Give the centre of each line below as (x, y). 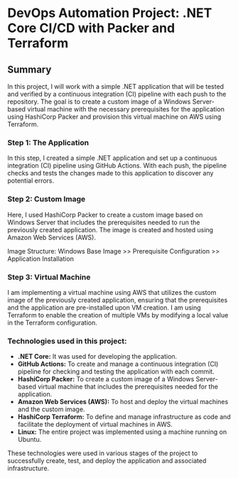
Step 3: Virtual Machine (49, 277)
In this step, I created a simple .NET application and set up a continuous (112, 158)
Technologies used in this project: (67, 341)
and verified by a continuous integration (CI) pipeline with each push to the (117, 94)
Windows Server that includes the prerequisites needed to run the (104, 222)
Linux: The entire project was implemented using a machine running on (122, 432)
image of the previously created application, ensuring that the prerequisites (118, 300)
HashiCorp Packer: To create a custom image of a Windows (106, 379)
